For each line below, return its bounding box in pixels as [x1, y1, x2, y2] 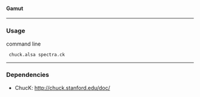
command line [6, 40, 41, 47]
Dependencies [6, 71, 49, 79]
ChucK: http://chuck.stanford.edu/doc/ [14, 84, 110, 91]
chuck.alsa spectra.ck [8, 51, 65, 57]
